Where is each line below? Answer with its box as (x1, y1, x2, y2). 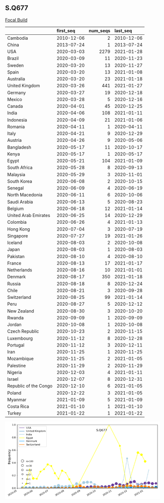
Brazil (7, 55, 19, 61)
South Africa (7, 164, 33, 171)
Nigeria (7, 369, 22, 375)
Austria (7, 137, 22, 143)
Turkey (7, 410, 21, 416)
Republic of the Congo (7, 383, 53, 389)
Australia (7, 76, 26, 82)
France (7, 260, 22, 266)
